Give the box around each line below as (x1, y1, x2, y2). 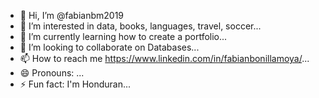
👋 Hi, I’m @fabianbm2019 (19, 10, 125, 21)
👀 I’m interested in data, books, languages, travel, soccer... (19, 20, 262, 32)
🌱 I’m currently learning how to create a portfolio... (19, 31, 228, 42)
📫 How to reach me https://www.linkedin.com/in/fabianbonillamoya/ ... (19, 53, 310, 64)
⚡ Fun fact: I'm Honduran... (19, 78, 132, 90)
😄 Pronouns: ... (19, 67, 85, 79)
